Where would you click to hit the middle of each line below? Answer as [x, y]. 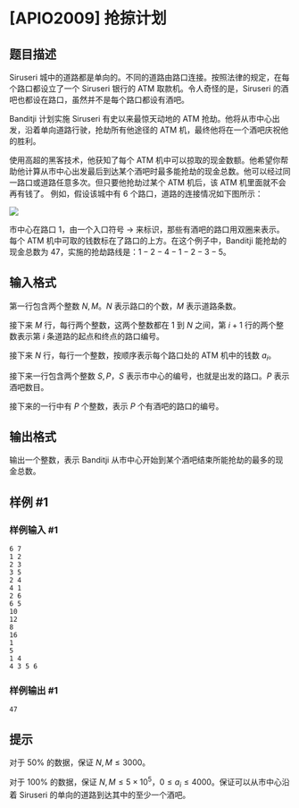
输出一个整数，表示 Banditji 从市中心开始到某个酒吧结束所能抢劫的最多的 [142, 460]
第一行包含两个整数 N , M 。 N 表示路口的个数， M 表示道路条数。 [125, 306]
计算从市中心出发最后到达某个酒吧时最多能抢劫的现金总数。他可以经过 [154, 171]
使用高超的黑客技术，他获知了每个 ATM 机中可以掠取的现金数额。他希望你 [145, 160]
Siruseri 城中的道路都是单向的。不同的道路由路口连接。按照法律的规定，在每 [149, 77]
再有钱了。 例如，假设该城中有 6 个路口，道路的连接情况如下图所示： [136, 194]
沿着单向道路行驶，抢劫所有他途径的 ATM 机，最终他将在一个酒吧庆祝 [153, 130]
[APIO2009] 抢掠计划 [88, 18]
